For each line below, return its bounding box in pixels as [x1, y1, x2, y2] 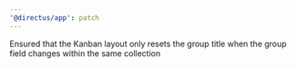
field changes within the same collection [9, 47, 161, 59]
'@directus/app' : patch [9, 13, 100, 23]
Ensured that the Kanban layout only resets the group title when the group [9, 38, 287, 49]
